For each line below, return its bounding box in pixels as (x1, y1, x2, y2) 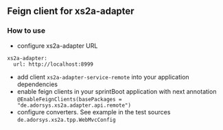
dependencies (16, 80, 58, 88)
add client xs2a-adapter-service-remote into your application (16, 73, 190, 81)
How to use (7, 26, 46, 36)
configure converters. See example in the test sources (16, 107, 171, 116)
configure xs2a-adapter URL (16, 41, 98, 50)
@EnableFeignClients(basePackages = (16, 96, 122, 103)
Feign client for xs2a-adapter (7, 5, 135, 17)
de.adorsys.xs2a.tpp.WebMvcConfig (16, 116, 116, 123)
